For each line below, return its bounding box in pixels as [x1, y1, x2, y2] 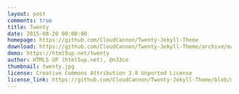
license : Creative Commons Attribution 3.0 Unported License [7, 69, 193, 76]
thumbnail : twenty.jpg [7, 63, 75, 70]
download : [7, 43, 37, 50]
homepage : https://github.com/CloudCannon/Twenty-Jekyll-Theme [7, 37, 199, 44]
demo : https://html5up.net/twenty [7, 50, 110, 57]
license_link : [7, 76, 50, 83]
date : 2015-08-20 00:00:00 [7, 30, 87, 37]
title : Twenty [7, 23, 50, 30]
